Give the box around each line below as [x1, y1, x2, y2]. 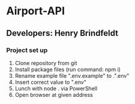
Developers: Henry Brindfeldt [6, 28, 119, 38]
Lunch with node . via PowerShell [14, 85, 98, 92]
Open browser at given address [14, 91, 93, 98]
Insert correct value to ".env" [14, 78, 87, 85]
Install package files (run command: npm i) [14, 66, 121, 73]
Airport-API [6, 4, 65, 18]
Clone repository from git [14, 59, 77, 66]
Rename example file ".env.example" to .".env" [14, 72, 130, 79]
